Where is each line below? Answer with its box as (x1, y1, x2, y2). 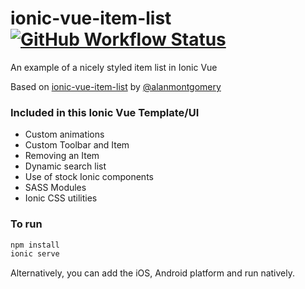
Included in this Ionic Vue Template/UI (10, 105, 200, 119)
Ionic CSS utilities (24, 192, 98, 204)
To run (10, 217, 43, 231)
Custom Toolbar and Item (24, 139, 130, 151)
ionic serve (10, 249, 60, 259)
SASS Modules (24, 182, 87, 194)
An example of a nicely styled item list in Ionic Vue (10, 61, 218, 73)
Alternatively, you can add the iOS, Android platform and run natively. (10, 267, 296, 279)
